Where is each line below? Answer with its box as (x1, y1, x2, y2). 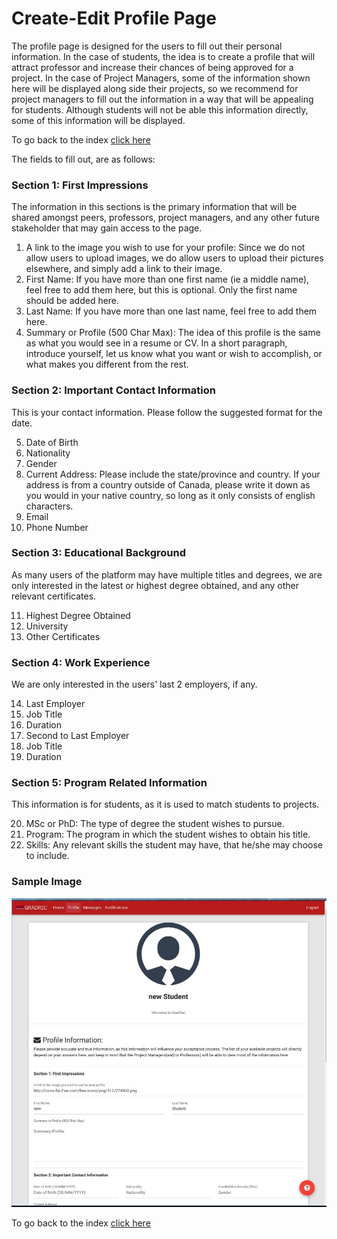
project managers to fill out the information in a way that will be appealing (11, 93, 314, 105)
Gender (25, 457, 58, 469)
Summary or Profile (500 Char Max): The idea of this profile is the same (25, 327, 321, 339)
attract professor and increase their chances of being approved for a (11, 61, 294, 73)
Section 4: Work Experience (11, 655, 151, 669)
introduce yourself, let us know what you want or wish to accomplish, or (25, 348, 323, 360)
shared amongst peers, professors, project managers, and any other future (11, 212, 321, 224)
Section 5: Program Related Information (11, 776, 208, 790)
